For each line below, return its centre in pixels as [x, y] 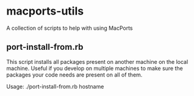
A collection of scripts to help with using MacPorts [70, 28]
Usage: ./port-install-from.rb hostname [55, 86]
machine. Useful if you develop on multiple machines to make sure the [95, 68]
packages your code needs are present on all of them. [74, 75]
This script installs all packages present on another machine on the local [97, 61]
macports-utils [45, 11]
